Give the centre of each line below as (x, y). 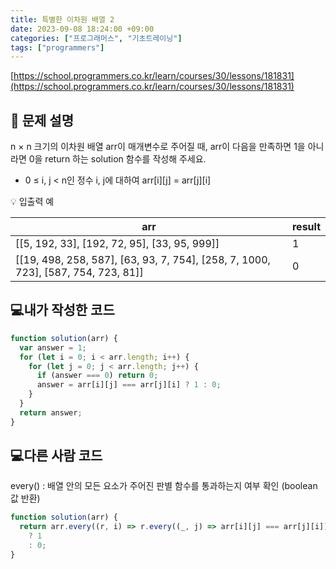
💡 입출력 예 (32, 202)
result (306, 227)
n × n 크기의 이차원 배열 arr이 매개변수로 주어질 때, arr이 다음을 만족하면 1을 (158, 147)
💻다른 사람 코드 (56, 456)
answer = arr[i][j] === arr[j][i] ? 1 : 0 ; (129, 385)
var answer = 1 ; (53, 347)
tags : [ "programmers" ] (57, 47)
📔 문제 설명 (42, 120)
